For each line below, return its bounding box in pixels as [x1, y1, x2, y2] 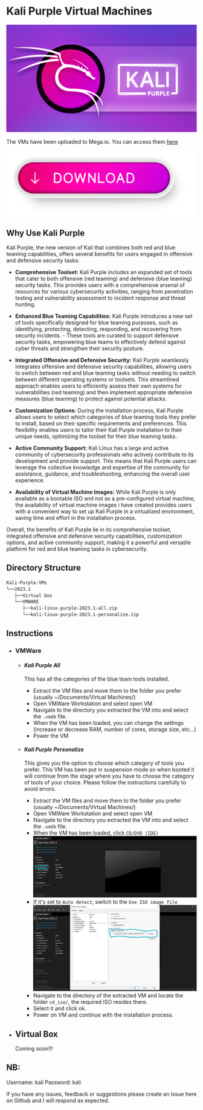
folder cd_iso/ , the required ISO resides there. [33, 998, 148, 1006]
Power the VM [33, 732, 69, 739]
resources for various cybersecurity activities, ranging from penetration [14, 288, 193, 295]
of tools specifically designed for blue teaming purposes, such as [14, 319, 178, 326]
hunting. [14, 301, 36, 308]
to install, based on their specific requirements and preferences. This [14, 420, 187, 427]
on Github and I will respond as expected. [6, 1097, 110, 1104]
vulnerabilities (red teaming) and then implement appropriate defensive [14, 389, 192, 395]
